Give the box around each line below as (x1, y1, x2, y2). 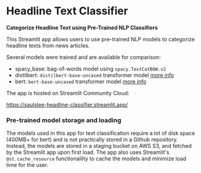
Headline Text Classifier (6, 4, 128, 18)
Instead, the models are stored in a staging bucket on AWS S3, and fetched (6, 142, 192, 150)
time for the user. (6, 162, 49, 169)
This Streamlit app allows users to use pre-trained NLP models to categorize (6, 35, 195, 43)
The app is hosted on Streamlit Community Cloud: (6, 89, 130, 96)
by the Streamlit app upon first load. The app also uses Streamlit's (6, 148, 170, 156)
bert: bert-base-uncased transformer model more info (14, 78, 147, 85)
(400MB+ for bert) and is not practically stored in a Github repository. (6, 136, 178, 143)
